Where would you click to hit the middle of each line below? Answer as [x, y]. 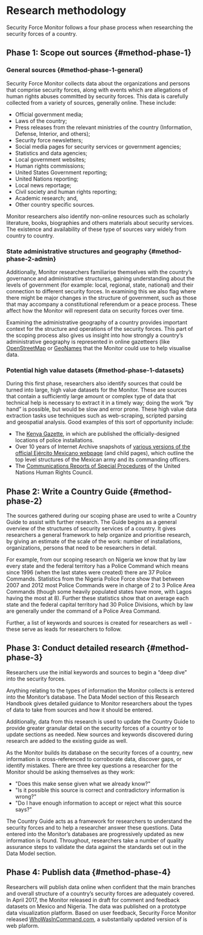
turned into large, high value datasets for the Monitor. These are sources [97, 390]
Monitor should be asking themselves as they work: [71, 772]
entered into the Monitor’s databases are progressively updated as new [95, 834]
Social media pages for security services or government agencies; [98, 147]
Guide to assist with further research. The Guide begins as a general [92, 522]
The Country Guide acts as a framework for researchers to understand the [99, 821]
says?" [23, 809]
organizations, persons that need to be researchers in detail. [82, 548]
